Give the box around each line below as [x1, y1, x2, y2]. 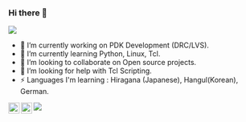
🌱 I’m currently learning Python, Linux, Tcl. [19, 49, 161, 59]
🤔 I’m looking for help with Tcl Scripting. [19, 66, 153, 75]
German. [19, 87, 50, 96]
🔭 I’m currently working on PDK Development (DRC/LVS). [19, 40, 209, 51]
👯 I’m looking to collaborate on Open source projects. [19, 58, 197, 67]
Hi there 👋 [8, 7, 48, 18]
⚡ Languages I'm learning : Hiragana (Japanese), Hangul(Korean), [19, 75, 239, 85]
